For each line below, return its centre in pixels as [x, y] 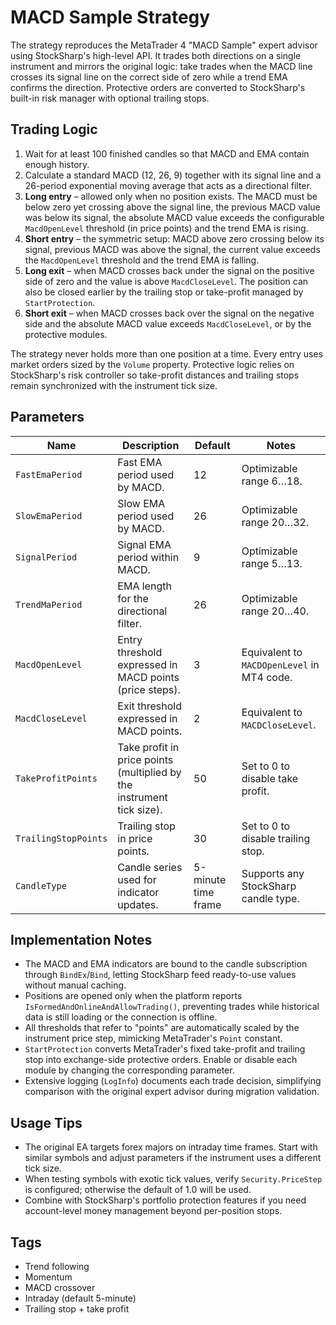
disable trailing [276, 838]
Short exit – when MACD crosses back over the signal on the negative [169, 313]
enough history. [57, 164]
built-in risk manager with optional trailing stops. [110, 98]
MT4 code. [267, 677]
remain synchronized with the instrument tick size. [114, 385]
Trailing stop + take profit [77, 1309]
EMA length [144, 586]
